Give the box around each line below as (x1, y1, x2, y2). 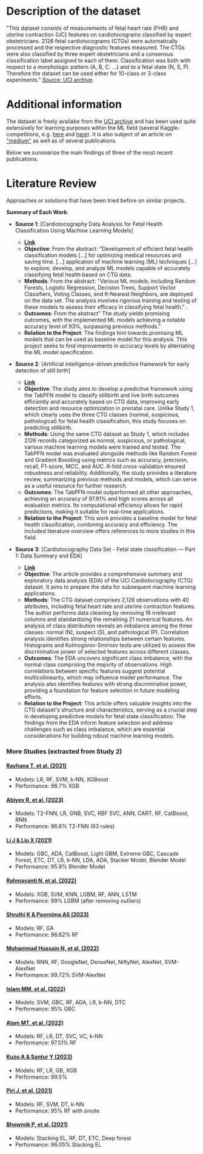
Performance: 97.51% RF (15, 1039, 77, 1046)
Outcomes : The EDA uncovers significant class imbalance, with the (24, 654, 193, 662)
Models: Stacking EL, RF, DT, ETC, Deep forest (15, 1134, 131, 1142)
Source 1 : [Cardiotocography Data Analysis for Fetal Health (15, 220, 163, 228)
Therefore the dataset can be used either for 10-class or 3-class (6, 69, 167, 77)
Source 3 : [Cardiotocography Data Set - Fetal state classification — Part (15, 545, 196, 553)
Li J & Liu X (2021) (6, 836, 53, 844)
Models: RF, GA (15, 924, 54, 932)
